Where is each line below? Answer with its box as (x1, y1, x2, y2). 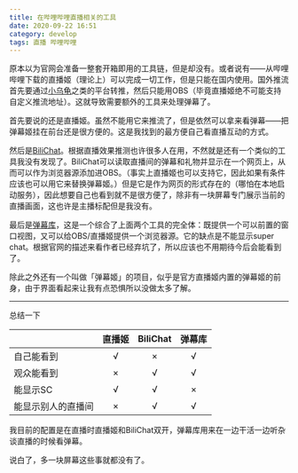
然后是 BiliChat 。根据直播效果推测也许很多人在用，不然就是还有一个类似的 (9, 146, 278, 156)
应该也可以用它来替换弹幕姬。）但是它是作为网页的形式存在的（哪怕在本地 (9, 178, 278, 189)
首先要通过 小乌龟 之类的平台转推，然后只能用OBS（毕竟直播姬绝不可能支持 (9, 85, 282, 96)
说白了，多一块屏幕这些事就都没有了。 (9, 454, 149, 466)
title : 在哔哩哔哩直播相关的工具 (9, 12, 117, 22)
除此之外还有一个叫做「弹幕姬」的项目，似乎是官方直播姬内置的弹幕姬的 (9, 272, 273, 282)
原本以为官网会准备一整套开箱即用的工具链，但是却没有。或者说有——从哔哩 (9, 63, 289, 74)
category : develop (9, 29, 77, 38)
